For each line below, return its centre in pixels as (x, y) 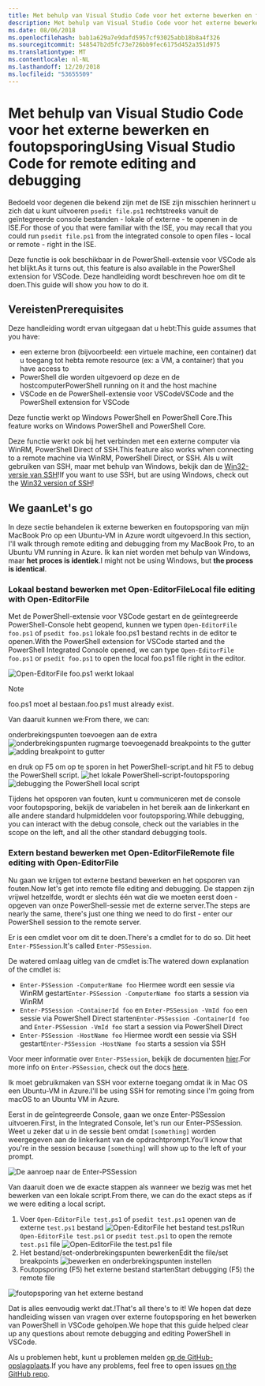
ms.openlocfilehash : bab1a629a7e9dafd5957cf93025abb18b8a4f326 (114, 37)
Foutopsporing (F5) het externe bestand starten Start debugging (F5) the (137, 1269)
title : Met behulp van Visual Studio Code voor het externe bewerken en (130, 15)
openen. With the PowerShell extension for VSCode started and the (117, 642)
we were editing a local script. (57, 1204)
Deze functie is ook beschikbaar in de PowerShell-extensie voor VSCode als (132, 259)
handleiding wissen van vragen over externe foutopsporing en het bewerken (132, 1317)
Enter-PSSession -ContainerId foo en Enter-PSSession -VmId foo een (133, 1010)
